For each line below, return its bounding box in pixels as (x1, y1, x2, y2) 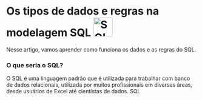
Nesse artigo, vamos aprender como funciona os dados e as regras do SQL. (6, 45, 197, 53)
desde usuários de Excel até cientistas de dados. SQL (6, 88, 141, 95)
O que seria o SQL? (6, 61, 64, 69)
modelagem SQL (6, 26, 92, 40)
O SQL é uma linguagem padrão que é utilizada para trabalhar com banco (6, 75, 190, 82)
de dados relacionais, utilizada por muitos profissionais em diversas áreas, (6, 81, 193, 88)
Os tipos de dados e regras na (6, 4, 160, 18)
